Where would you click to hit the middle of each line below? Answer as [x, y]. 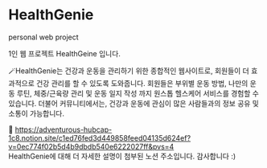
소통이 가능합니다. [37, 113]
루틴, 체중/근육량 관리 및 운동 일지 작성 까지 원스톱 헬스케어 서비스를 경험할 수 [138, 93]
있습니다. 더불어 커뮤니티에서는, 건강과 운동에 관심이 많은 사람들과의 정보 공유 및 [134, 103]
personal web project [43, 37]
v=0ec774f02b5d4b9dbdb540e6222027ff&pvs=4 [91, 146]
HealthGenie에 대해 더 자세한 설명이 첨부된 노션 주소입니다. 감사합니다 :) [122, 156]
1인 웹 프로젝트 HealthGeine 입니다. [64, 53]
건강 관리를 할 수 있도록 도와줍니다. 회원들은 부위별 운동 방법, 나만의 [142, 83]
